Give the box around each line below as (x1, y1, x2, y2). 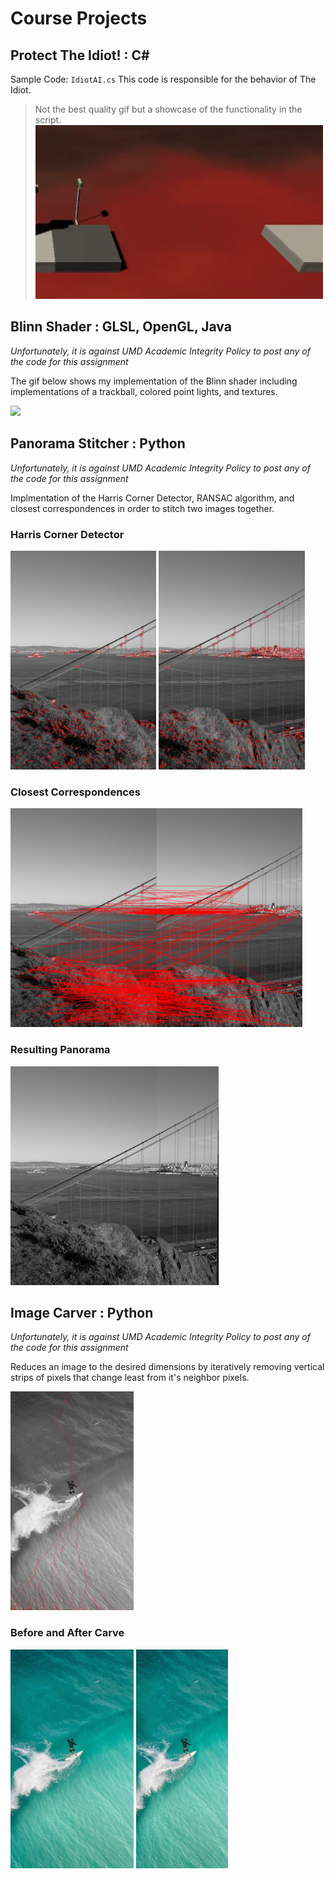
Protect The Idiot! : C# (10, 47, 150, 64)
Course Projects (10, 7, 148, 30)
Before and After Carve (10, 1626, 125, 1640)
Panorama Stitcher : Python (10, 435, 186, 452)
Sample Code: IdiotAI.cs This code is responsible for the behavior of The (10, 73, 317, 85)
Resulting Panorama (10, 1043, 111, 1057)
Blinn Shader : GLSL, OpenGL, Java (10, 318, 232, 336)
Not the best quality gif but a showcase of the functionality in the (34, 103, 303, 115)
